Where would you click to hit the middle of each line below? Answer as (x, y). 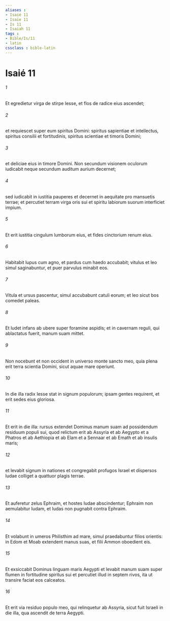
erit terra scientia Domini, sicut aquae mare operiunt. (60, 366)
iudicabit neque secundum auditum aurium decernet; (61, 169)
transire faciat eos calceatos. (36, 580)
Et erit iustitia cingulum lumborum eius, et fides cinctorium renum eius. (79, 235)
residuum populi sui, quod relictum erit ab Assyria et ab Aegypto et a (77, 432)
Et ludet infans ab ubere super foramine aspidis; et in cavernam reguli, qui (82, 328)
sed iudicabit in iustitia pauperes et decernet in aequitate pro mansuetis (80, 196)
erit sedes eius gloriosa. (30, 399)
